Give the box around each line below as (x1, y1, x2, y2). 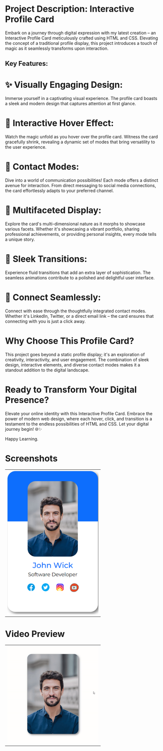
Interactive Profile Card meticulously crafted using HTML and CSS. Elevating (5, 35, 158, 41)
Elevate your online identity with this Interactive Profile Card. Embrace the (5, 410, 153, 416)
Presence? (5, 395, 50, 405)
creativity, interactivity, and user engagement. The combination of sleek (5, 357, 149, 363)
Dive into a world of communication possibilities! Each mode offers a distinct (5, 177, 159, 183)
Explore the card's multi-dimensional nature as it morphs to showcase (5, 221, 145, 227)
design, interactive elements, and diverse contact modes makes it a (5, 362, 140, 367)
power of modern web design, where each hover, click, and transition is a (5, 416, 152, 422)
